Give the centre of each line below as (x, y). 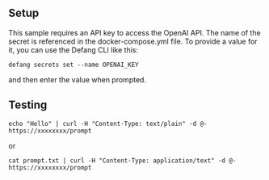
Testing (28, 105)
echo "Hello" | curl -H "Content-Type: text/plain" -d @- (108, 123)
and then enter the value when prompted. (78, 79)
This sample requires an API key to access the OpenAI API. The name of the (134, 32)
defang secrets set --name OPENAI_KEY (74, 65)
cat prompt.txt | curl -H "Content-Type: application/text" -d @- (122, 161)
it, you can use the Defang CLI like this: (74, 50)
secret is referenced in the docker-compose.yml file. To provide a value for (133, 41)
